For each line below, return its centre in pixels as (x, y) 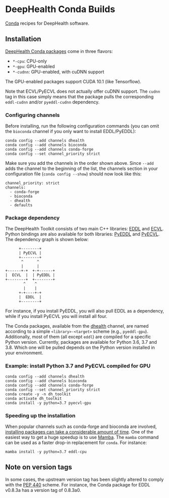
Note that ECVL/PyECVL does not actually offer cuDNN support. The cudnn (83, 91)
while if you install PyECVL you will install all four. (56, 317)
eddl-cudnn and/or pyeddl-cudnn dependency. (52, 102)
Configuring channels (33, 115)
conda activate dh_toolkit (34, 398)
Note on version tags (39, 467)
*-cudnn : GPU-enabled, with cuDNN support (58, 72)
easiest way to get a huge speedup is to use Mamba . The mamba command (82, 437)
